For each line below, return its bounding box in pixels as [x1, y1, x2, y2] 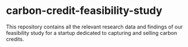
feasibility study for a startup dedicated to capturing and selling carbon [6, 29, 177, 36]
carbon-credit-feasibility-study [6, 4, 162, 17]
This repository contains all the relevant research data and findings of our [6, 23, 183, 30]
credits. [6, 35, 25, 42]
